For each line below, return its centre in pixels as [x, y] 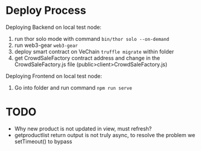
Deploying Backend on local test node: [54, 27]
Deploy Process [46, 11]
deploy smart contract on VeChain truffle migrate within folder [94, 51]
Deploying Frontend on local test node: [54, 76]
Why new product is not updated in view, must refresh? [83, 128]
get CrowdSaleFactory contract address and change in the [87, 58]
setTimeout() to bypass [43, 141]
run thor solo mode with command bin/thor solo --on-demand [92, 39]
